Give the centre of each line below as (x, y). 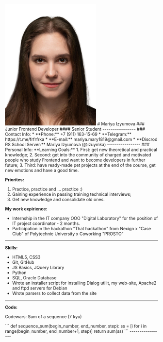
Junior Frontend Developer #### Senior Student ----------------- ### (75, 129)
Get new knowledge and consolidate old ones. (58, 199)
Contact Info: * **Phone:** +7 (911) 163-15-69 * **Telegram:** (68, 134)
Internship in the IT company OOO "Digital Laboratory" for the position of (85, 218)
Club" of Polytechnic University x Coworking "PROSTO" (68, 234)
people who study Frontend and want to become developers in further (75, 160)
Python (19, 273)
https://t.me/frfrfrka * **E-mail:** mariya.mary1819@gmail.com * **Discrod (81, 139)
